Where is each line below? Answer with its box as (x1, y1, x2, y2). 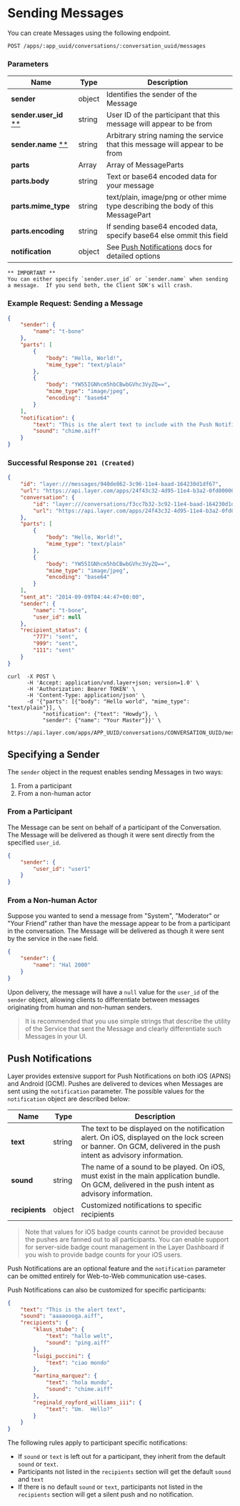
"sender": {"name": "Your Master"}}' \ (42, 717, 161, 724)
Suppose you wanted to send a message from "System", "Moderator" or (7, 912, 220, 920)
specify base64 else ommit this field (106, 231, 229, 241)
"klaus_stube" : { (33, 1326, 84, 1333)
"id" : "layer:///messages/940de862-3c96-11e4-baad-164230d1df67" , (20, 481, 222, 488)
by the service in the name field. (7, 934, 99, 943)
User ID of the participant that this (106, 110, 220, 120)
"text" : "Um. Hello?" (45, 1405, 114, 1412)
